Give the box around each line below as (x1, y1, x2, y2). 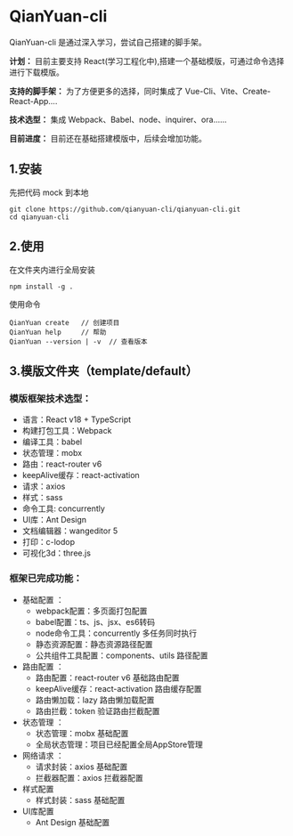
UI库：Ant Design (21, 515, 87, 525)
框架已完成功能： (9, 572, 83, 585)
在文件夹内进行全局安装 (9, 264, 95, 275)
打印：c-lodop (21, 537, 76, 548)
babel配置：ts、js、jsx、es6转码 (35, 616, 156, 627)
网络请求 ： (21, 750, 64, 760)
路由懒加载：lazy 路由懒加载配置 (35, 694, 155, 705)
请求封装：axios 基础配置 (35, 761, 128, 772)
